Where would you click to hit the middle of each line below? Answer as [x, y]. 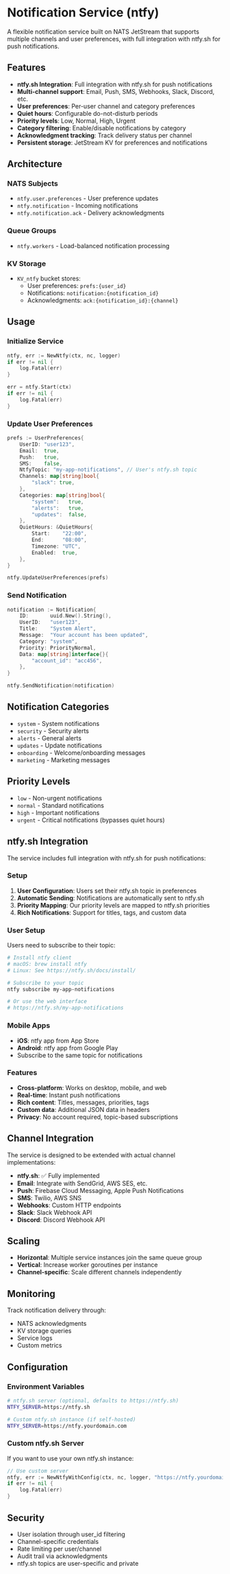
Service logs [35, 1338]
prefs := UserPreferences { [46, 438]
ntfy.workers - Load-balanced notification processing [93, 245]
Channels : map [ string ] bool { [59, 476]
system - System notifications [58, 723]
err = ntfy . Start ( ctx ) [39, 387]
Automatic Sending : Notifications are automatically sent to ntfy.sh [111, 898]
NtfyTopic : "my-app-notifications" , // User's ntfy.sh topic [108, 470]
